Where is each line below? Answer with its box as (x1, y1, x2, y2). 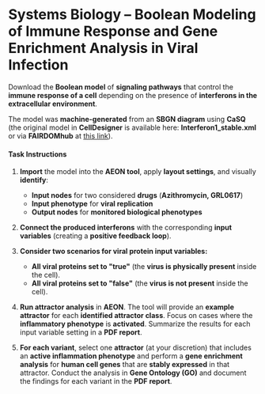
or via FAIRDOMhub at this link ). (8, 131, 113, 140)
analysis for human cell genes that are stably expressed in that (19, 360, 230, 369)
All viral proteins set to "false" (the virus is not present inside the (31, 278, 248, 288)
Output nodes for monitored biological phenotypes (31, 207, 203, 217)
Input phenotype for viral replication (31, 199, 153, 209)
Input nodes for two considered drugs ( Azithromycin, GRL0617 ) (31, 191, 244, 200)
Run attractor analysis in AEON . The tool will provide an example (19, 302, 235, 312)
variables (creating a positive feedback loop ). (19, 231, 172, 241)
